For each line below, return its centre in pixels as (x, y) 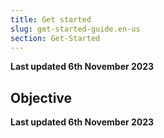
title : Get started (51, 19)
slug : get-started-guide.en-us (75, 29)
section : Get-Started (55, 38)
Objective (41, 97)
